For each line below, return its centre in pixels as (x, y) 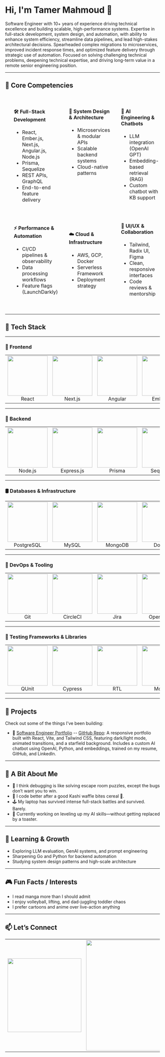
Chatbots (132, 124)
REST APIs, (35, 175)
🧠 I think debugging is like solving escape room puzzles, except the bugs (86, 785)
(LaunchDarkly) (40, 292)
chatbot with (144, 192)
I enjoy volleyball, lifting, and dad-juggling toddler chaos (69, 902)
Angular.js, (34, 151)
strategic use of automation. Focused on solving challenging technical (76, 55)
